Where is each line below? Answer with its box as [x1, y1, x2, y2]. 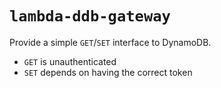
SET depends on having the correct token [23, 66, 193, 78]
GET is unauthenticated [23, 55, 117, 67]
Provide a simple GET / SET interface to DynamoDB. [9, 36, 212, 48]
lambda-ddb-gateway [9, 7, 171, 26]
